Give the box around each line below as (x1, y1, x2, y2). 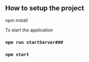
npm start (5, 51, 29, 57)
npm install (5, 17, 28, 23)
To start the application (5, 27, 53, 33)
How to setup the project (5, 4, 84, 12)
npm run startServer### (5, 39, 64, 45)
